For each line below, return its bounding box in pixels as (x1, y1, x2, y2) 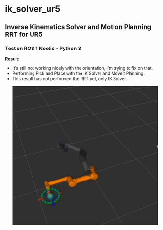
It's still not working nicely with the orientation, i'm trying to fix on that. (12, 65, 153, 71)
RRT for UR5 (5, 30, 43, 38)
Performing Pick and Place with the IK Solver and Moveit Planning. (12, 70, 145, 76)
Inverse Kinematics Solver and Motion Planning (5, 23, 152, 31)
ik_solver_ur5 (5, 3, 61, 15)
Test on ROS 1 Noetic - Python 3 (5, 45, 81, 51)
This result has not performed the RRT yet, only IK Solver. (12, 75, 127, 81)
